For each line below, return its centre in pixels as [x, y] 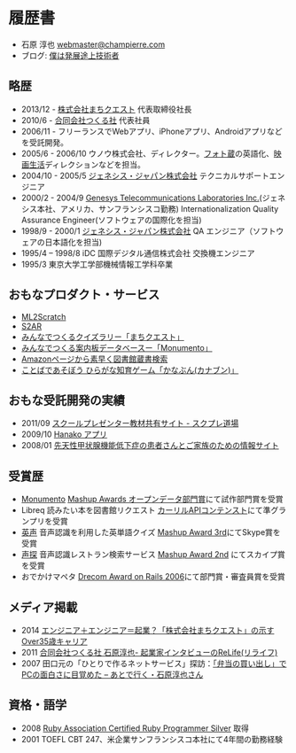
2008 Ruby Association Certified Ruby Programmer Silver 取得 [135, 728]
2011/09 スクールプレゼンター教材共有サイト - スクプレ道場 [130, 423]
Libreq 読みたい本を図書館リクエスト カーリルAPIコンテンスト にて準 [146, 510]
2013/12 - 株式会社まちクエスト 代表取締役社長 [106, 109]
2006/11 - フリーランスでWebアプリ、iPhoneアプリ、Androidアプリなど [152, 131]
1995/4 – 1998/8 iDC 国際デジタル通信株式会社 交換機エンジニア [138, 252]
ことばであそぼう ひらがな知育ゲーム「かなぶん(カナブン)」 [130, 369]
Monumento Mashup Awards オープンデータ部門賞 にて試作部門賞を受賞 [152, 499]
